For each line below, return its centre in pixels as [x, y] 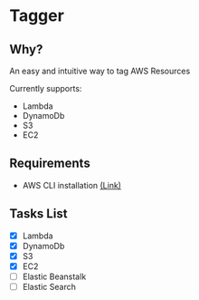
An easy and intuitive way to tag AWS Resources [100, 71]
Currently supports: [46, 88]
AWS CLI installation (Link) [72, 185]
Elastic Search [49, 286]
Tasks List [38, 214]
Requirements [50, 164]
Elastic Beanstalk [54, 276]
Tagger [37, 16]
